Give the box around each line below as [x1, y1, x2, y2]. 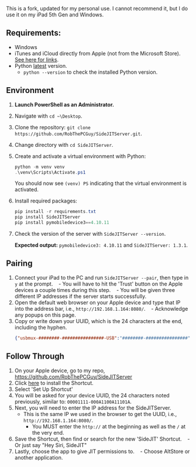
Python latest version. [14, 62, 67, 69]
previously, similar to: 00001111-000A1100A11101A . [14, 398, 132, 405]
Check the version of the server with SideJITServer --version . [14, 231, 166, 237]
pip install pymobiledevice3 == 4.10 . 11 [14, 219, 109, 226]
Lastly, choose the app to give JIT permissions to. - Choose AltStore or [14, 448, 190, 455]
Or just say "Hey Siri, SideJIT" [14, 441, 87, 448]
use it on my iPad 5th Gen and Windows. [6, 11, 104, 18]
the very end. [32, 429, 64, 436]
